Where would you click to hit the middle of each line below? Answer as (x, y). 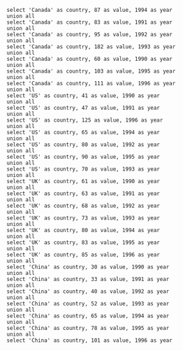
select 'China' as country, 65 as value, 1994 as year (88, 316)
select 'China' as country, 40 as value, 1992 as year (88, 292)
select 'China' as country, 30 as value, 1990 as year (88, 267)
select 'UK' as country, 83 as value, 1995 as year (83, 243)
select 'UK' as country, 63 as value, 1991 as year (83, 194)
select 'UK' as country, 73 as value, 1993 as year (83, 218)
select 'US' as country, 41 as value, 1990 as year (83, 96)
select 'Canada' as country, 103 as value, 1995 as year (91, 71)
